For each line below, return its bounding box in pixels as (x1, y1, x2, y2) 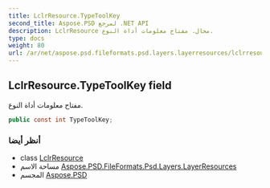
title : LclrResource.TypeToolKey (8, 11, 121, 20)
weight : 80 (8, 42, 45, 50)
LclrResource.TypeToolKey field (8, 79, 172, 92)
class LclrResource (19, 153, 84, 162)
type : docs (8, 34, 45, 43)
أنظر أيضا (8, 134, 41, 145)
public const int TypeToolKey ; (8, 116, 113, 124)
